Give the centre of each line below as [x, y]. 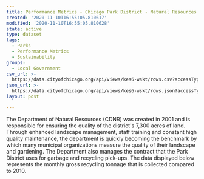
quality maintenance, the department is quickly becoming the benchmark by [102, 138]
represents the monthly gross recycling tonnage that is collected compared [100, 164]
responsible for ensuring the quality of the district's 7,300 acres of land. [96, 126]
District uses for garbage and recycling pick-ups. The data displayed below [100, 158]
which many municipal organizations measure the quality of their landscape [101, 145]
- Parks [22, 46]
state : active [24, 29]
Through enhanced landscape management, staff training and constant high [102, 132]
